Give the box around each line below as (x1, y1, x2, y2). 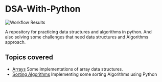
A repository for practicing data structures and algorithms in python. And (5, 29, 152, 34)
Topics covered (5, 53, 53, 62)
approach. (5, 39, 26, 45)
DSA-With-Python (5, 3, 81, 15)
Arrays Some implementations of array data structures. (12, 66, 123, 72)
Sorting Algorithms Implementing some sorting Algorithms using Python (12, 71, 158, 77)
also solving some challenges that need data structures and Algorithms (5, 34, 148, 40)
